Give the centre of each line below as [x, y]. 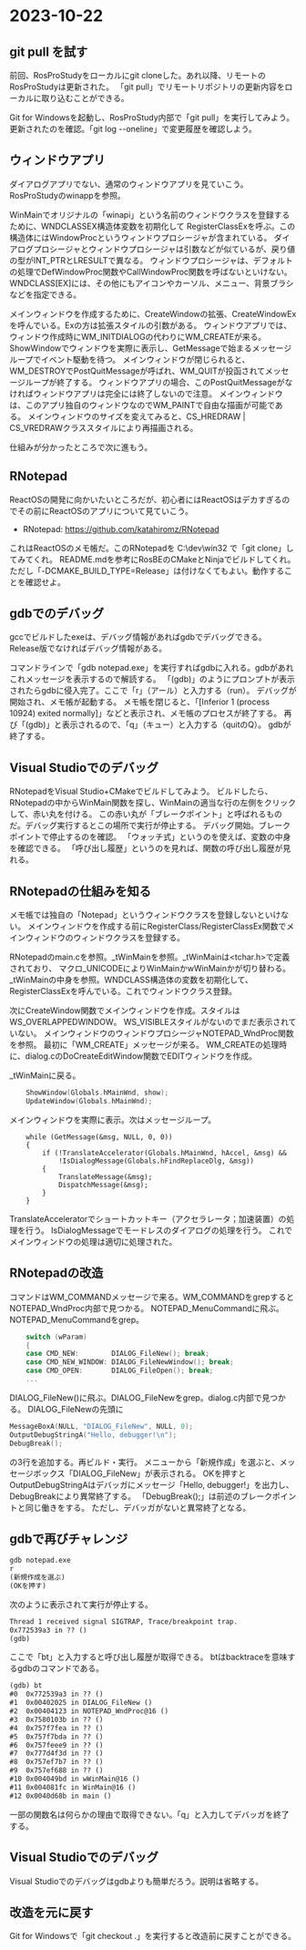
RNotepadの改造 [56, 1273]
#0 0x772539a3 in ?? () [56, 1694]
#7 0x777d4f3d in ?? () [56, 1754]
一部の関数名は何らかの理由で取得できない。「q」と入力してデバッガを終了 [149, 1814]
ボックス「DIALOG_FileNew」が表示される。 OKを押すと [140, 1473]
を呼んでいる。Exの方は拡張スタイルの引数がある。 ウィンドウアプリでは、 [151, 325]
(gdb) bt [26, 1686]
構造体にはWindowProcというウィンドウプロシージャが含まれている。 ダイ [150, 237]
